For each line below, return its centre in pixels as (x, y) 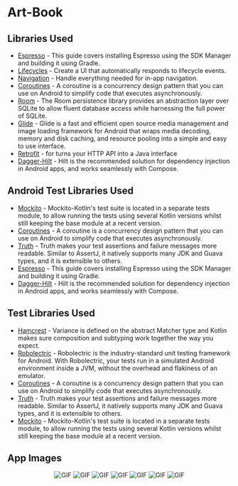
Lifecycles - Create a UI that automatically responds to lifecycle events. (122, 71)
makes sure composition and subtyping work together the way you (115, 338)
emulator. (32, 375)
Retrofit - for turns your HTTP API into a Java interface (97, 154)
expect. (29, 346)
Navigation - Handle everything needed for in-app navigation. (108, 78)
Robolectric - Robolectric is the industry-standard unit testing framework (124, 353)
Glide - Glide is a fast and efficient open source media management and (123, 123)
